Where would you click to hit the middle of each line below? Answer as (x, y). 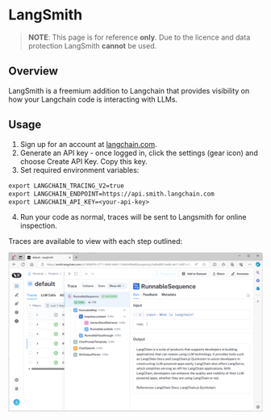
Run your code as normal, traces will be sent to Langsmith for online (133, 216)
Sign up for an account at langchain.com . (88, 144)
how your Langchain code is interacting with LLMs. (93, 99)
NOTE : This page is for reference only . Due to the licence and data (139, 37)
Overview (33, 71)
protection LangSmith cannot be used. (92, 45)
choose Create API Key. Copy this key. (83, 161)
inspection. (39, 225)
